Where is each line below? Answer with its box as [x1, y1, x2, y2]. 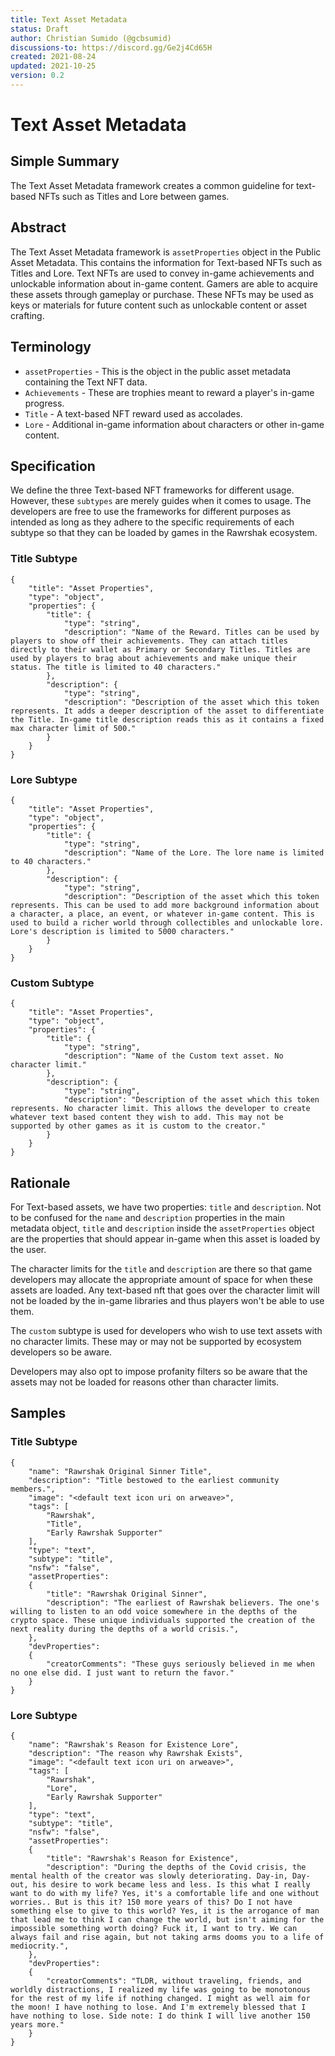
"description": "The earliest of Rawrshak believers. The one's [46, 1597, 320, 1608]
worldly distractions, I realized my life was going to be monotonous [10, 1985, 311, 1995]
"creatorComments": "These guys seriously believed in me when [46, 1659, 315, 1669]
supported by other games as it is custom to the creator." [10, 1121, 267, 1131]
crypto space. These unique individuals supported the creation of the [10, 1615, 315, 1625]
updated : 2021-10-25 [10, 61, 97, 71]
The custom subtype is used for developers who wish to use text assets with [10, 1325, 323, 1337]
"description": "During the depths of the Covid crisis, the [46, 1862, 307, 1872]
